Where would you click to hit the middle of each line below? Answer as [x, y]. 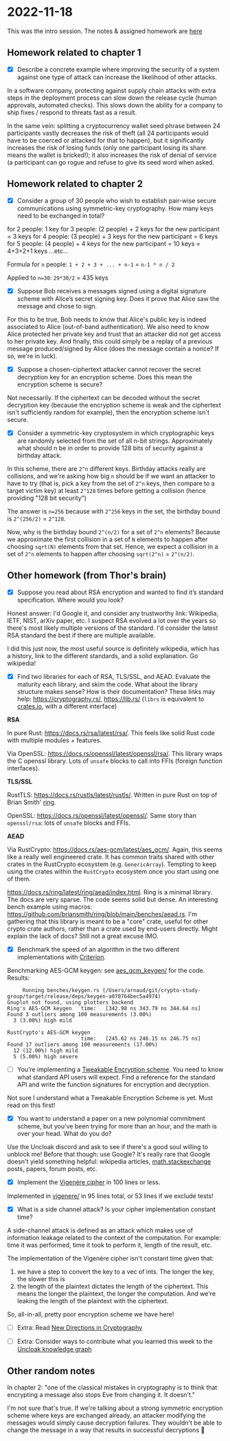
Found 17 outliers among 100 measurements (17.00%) [82, 1044]
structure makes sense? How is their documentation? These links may [116, 691]
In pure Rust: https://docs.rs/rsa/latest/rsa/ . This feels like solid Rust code [111, 733]
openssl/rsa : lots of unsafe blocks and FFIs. [69, 823]
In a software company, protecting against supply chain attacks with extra [112, 90]
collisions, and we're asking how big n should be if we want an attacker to [111, 476]
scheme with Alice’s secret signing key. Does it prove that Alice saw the [118, 298]
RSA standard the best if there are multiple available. [81, 635]
